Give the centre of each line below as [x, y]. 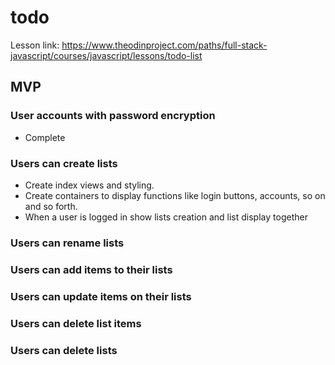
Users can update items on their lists [101, 296]
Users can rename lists [67, 243]
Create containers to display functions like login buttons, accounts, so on [175, 195]
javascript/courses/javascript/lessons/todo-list [106, 55]
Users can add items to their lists [91, 269]
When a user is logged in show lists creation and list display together [166, 217]
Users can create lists [64, 163]
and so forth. [51, 206]
